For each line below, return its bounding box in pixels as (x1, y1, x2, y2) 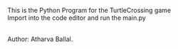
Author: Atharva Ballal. (7, 35, 73, 43)
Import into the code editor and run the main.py (7, 13, 146, 22)
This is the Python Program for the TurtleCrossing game (7, 6, 172, 14)
